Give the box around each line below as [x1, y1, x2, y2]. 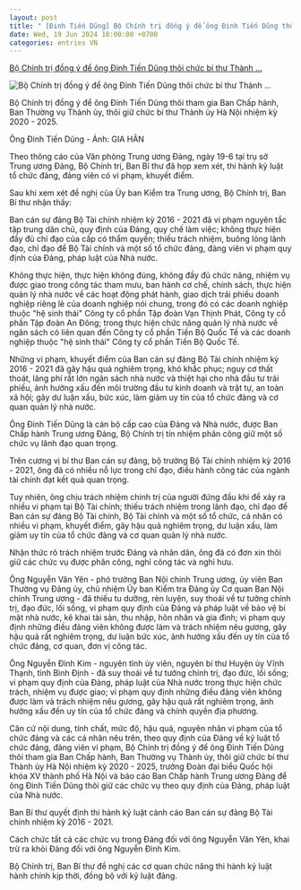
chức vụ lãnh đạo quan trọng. [9, 438, 118, 449]
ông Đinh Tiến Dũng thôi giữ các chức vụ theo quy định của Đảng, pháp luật [9, 781, 290, 791]
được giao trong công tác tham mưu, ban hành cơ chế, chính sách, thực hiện [9, 280, 292, 290]
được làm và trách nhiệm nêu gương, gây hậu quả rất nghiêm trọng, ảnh [9, 696, 274, 707]
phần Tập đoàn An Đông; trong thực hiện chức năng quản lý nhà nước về [9, 317, 279, 328]
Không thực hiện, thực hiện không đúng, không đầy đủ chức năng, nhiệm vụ [9, 270, 291, 281]
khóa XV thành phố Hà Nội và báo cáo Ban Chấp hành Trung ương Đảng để [9, 771, 288, 782]
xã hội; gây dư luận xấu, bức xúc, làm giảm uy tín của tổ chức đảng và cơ [9, 392, 279, 403]
